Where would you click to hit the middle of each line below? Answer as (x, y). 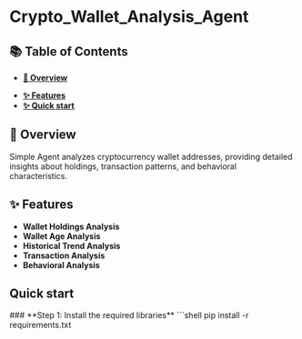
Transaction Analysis (64, 255)
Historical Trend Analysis (71, 245)
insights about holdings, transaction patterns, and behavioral (123, 166)
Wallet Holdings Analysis (71, 226)
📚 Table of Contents (69, 51)
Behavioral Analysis (61, 264)
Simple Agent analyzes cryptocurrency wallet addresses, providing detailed (151, 156)
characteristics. (39, 175)
